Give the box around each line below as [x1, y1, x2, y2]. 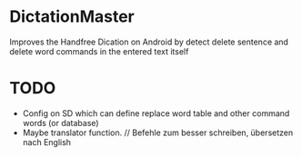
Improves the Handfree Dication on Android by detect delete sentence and [9, 36, 289, 47]
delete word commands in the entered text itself [9, 45, 189, 56]
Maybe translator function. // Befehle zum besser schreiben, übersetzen [22, 127, 294, 138]
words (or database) [22, 117, 99, 128]
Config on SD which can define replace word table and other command [22, 107, 290, 119]
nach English [22, 136, 71, 147]
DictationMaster [9, 6, 135, 27]
